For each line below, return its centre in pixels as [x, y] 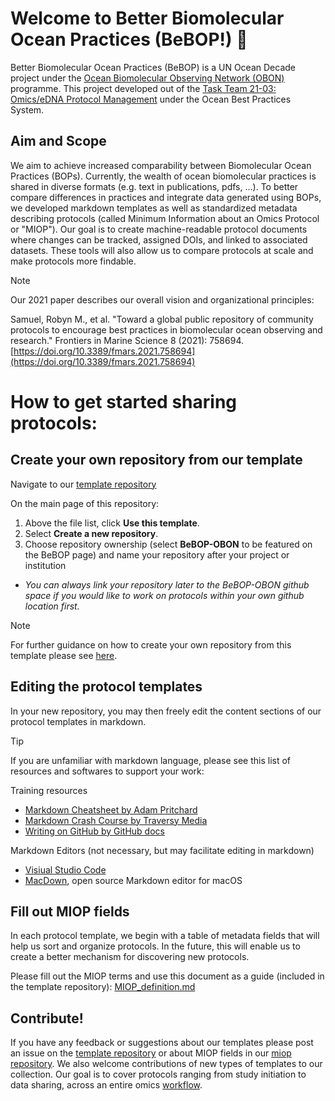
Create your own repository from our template [156, 460]
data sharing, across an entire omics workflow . [106, 1085]
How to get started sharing [124, 401]
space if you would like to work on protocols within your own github [164, 595]
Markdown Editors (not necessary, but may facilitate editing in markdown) [162, 850]
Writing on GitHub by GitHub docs [94, 831]
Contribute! [47, 1018]
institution [45, 565]
